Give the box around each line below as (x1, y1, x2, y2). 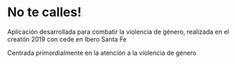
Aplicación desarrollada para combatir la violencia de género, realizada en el (7, 27, 229, 36)
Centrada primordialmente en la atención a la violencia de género (7, 49, 197, 57)
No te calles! (7, 4, 82, 20)
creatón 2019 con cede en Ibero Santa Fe (7, 34, 127, 43)
